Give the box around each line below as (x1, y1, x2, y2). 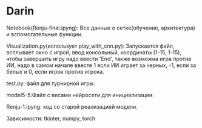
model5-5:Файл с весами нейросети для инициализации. (6, 91, 155, 98)
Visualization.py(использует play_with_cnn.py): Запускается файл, (6, 42, 175, 50)
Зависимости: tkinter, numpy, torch (6, 115, 96, 122)
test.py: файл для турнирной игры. (6, 80, 95, 87)
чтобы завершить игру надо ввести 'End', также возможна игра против (6, 55, 192, 62)
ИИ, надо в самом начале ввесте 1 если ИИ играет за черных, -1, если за (6, 62, 197, 69)
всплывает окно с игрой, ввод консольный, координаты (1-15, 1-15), (6, 48, 182, 56)
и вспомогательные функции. (6, 30, 83, 37)
